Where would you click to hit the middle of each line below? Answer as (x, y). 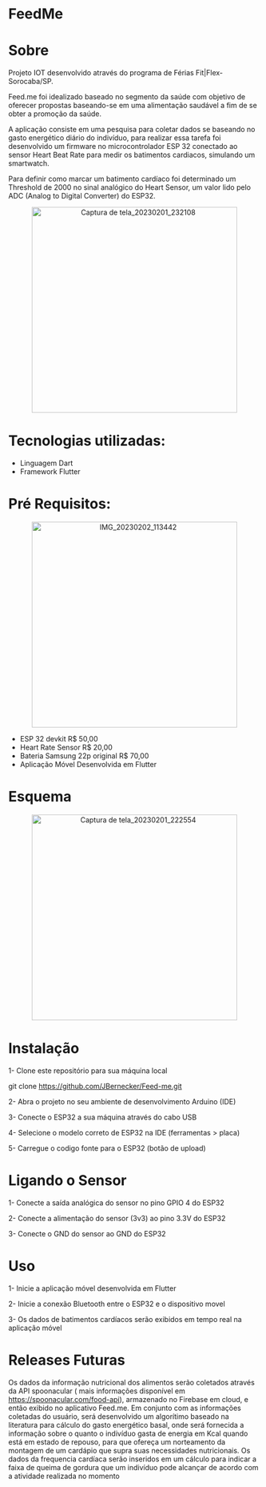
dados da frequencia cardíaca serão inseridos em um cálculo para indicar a (133, 1459)
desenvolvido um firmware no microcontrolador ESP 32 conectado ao (123, 147)
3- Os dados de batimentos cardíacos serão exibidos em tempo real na (125, 1319)
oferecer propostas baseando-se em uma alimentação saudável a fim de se (133, 106)
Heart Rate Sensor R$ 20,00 (66, 747)
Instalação (44, 1049)
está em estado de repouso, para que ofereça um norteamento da (117, 1441)
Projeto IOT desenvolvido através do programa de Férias (101, 73)
